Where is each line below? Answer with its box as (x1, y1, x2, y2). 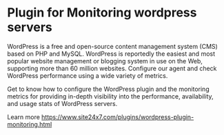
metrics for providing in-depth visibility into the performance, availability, (7, 92, 214, 101)
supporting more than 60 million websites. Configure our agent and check (7, 64, 217, 72)
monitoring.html (7, 120, 52, 128)
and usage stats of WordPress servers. (7, 99, 118, 107)
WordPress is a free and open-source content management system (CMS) (7, 42, 218, 50)
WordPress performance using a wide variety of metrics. (7, 71, 168, 80)
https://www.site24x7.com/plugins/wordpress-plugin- (41, 112, 194, 121)
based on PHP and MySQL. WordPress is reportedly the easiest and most (7, 50, 216, 58)
